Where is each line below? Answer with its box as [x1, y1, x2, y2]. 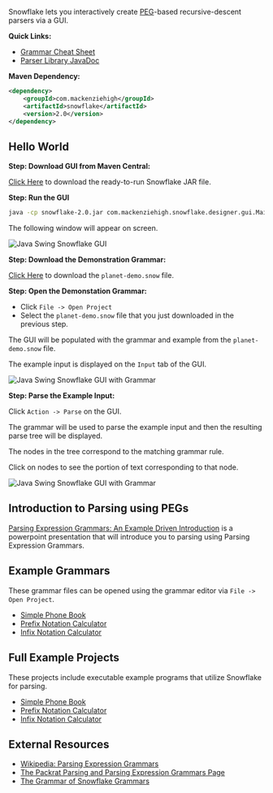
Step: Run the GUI [8, 193, 70, 202]
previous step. [19, 319, 69, 329]
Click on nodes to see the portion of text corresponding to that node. [8, 462, 239, 472]
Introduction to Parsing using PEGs [8, 501, 189, 515]
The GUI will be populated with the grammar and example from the [8, 335, 232, 344]
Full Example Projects [8, 651, 120, 665]
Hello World [8, 140, 69, 154]
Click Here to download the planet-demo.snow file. [8, 271, 175, 280]
